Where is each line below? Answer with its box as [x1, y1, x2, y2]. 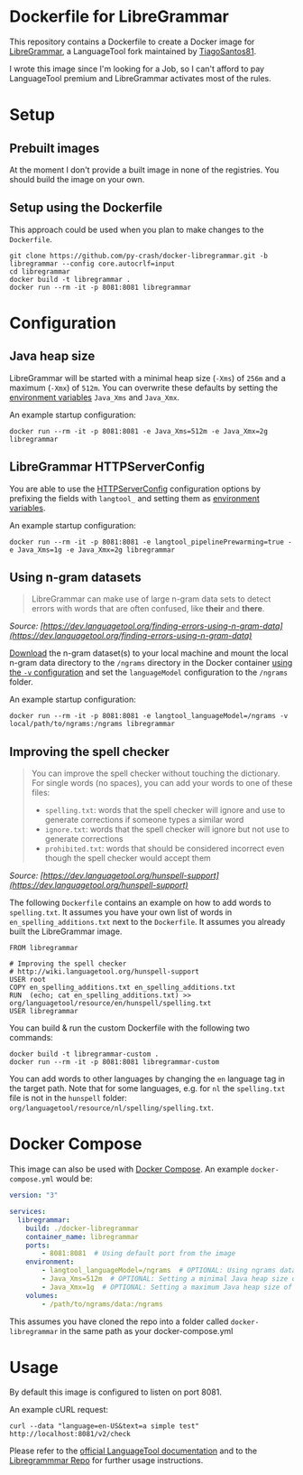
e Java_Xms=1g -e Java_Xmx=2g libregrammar [9, 545, 176, 555]
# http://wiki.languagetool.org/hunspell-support [9, 967, 200, 976]
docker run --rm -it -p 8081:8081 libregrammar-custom [9, 1058, 220, 1067]
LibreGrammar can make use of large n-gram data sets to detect [31, 593, 271, 604]
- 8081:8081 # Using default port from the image [41, 1249, 236, 1258]
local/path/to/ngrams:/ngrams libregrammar [9, 720, 176, 729]
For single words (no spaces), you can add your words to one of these [31, 778, 293, 789]
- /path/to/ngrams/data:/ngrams [41, 1299, 164, 1309]
